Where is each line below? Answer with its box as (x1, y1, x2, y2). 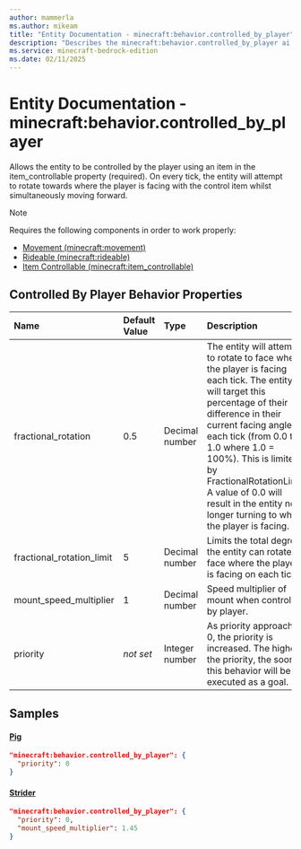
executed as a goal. (206, 675, 289, 687)
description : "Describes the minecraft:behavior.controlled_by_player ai (9, 38, 291, 48)
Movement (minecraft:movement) (21, 241, 146, 252)
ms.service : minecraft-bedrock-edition (9, 47, 159, 56)
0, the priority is (206, 630, 273, 643)
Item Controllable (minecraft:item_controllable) (21, 261, 194, 272)
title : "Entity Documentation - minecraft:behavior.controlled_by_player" (9, 30, 295, 39)
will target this (206, 385, 266, 398)
